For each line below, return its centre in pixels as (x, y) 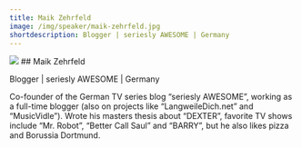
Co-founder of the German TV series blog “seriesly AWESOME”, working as (151, 97)
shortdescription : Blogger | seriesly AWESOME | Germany (120, 35)
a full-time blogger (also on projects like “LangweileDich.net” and (131, 106)
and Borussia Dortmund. (55, 135)
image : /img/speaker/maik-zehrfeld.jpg (85, 26)
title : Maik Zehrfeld (50, 18)
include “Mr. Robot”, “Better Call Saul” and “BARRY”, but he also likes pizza (149, 126)
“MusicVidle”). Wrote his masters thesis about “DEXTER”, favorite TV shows (151, 116)
